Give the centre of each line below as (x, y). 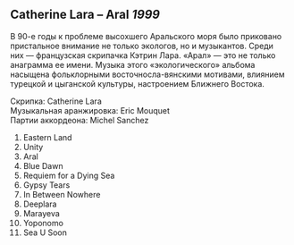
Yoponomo (43, 223)
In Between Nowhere (62, 194)
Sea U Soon (45, 232)
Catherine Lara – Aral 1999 (85, 15)
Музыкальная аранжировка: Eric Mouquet (90, 110)
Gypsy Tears (46, 185)
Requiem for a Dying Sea (69, 175)
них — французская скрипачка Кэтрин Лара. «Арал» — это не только (143, 55)
